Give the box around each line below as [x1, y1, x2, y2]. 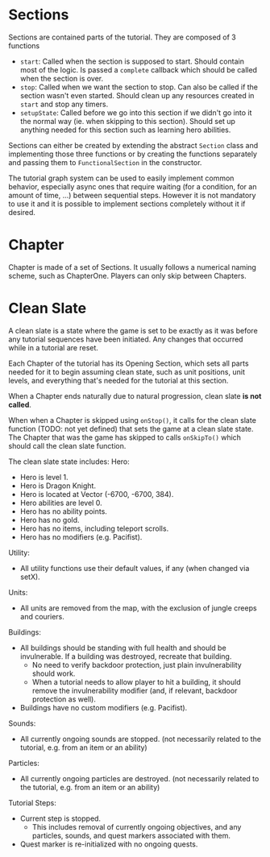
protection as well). [31, 694, 97, 704]
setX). [19, 572, 40, 582]
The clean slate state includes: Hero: [8, 457, 131, 466]
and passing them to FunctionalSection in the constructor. [8, 157, 202, 167]
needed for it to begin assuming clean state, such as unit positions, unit [8, 366, 246, 376]
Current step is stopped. [19, 814, 102, 823]
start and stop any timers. [19, 99, 109, 109]
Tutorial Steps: [8, 797, 56, 807]
